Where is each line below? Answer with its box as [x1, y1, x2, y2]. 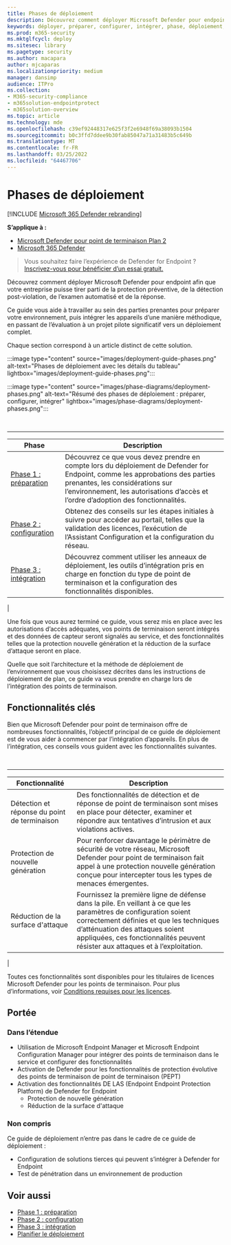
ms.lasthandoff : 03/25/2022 [7, 151, 88, 158]
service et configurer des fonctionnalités [16, 1058, 133, 1066]
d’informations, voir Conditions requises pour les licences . [7, 987, 172, 995]
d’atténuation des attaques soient [76, 924, 184, 934]
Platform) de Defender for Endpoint [16, 1087, 118, 1096]
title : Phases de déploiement [7, 10, 94, 17]
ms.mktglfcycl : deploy [7, 36, 72, 43]
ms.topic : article [7, 112, 60, 119]
